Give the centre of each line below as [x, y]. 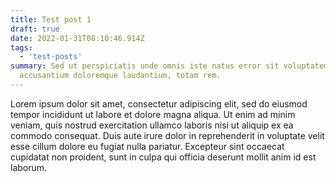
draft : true [35, 29]
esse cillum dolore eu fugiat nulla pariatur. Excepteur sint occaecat [147, 146]
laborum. [29, 167]
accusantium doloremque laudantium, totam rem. [120, 76]
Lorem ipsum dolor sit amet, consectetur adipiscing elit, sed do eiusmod [159, 103]
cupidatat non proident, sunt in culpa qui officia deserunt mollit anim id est [163, 157]
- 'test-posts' [51, 57]
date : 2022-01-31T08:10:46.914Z [77, 38]
